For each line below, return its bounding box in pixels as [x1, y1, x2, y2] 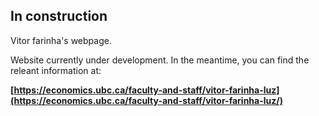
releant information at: [10, 64, 102, 76]
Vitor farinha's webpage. [10, 34, 112, 46]
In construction [10, 8, 108, 25]
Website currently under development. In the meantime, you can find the [10, 54, 310, 66]
